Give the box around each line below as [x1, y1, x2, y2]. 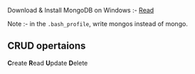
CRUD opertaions [7, 40, 86, 52]
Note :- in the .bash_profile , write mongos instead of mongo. [7, 20, 189, 27]
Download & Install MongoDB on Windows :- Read [7, 6, 154, 14]
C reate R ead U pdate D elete [7, 58, 88, 67]
